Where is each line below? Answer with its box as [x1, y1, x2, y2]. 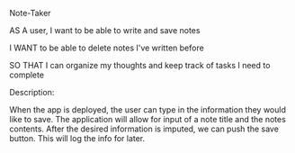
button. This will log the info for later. [9, 133, 146, 143]
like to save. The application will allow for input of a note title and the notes [9, 114, 286, 124]
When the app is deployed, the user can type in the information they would [9, 104, 286, 115]
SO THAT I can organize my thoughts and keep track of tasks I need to [9, 60, 271, 70]
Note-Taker [9, 8, 51, 18]
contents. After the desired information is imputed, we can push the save [9, 123, 279, 134]
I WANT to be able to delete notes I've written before [9, 42, 204, 53]
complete [9, 69, 45, 80]
